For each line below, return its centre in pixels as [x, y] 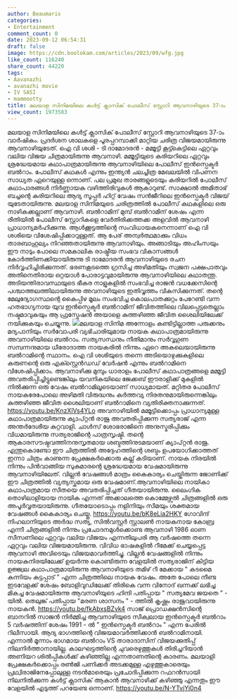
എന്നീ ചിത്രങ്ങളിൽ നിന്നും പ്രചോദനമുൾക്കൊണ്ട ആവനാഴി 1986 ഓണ [107, 529]
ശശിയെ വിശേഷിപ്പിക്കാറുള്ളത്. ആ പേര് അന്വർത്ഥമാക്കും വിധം [97, 235]
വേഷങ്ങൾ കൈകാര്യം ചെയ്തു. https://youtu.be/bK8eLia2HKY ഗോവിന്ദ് [108, 513]
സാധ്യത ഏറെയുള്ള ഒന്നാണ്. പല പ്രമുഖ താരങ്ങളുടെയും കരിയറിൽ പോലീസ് [117, 180]
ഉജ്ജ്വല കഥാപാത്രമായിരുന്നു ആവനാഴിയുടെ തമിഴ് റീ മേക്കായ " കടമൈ [110, 569]
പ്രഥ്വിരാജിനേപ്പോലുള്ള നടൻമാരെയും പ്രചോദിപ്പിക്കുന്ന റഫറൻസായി [104, 672]
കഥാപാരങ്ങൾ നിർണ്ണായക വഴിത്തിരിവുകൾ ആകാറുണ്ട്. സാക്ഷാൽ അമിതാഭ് [117, 187]
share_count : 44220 [36, 66]
